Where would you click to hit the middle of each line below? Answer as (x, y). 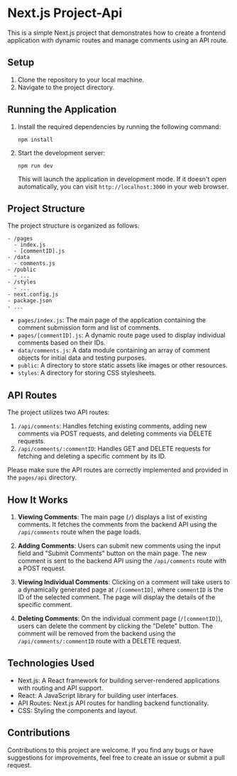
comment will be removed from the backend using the (97, 633)
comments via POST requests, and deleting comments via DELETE (115, 433)
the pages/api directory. (42, 477)
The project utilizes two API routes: (59, 412)
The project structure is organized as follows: (73, 226)
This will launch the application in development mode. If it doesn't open (122, 179)
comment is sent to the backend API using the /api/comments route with (122, 561)
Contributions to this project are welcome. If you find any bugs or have (111, 750)
